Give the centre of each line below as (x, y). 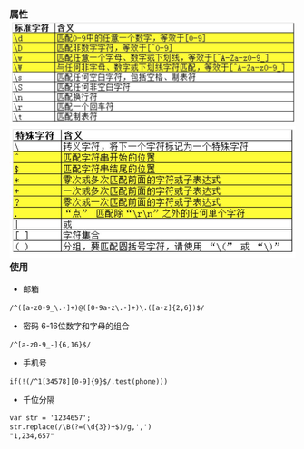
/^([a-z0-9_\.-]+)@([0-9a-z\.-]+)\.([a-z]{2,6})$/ (107, 307)
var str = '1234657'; (50, 418)
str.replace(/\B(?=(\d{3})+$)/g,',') (81, 427)
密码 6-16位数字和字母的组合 (76, 326)
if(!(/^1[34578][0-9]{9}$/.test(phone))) (89, 381)
